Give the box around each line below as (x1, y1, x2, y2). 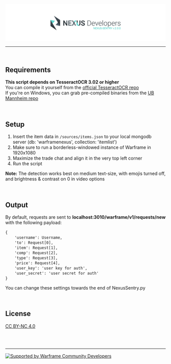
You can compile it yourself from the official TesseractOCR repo (5, 85, 139, 91)
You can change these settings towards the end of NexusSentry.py (5, 285, 146, 291)
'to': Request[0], (14, 240, 53, 246)
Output (5, 200, 28, 209)
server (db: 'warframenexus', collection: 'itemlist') (12, 139, 117, 145)
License (5, 309, 31, 318)
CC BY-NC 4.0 (5, 323, 36, 329)
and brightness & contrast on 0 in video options (5, 176, 105, 182)
